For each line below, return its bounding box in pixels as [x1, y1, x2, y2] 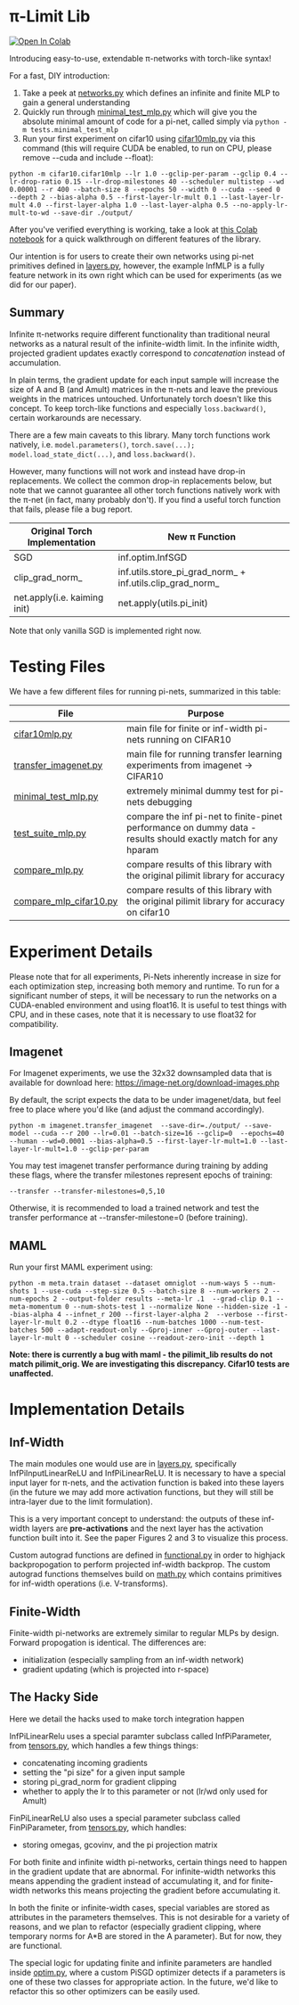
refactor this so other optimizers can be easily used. [9, 1985, 200, 1996]
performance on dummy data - [125, 821, 257, 834]
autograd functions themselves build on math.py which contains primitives [9, 1569, 282, 1580]
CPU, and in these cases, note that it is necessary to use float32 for [9, 1009, 256, 1020]
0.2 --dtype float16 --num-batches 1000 [65, 1318, 217, 1327]
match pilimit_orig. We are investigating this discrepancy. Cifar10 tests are [9, 1359, 290, 1369]
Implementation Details [9, 1400, 185, 1419]
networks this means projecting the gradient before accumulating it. [31, 1885, 280, 1895]
